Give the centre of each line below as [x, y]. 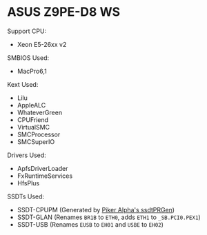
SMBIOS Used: [28, 58]
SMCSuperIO [36, 141]
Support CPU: [27, 31]
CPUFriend [33, 120]
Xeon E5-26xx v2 [42, 44]
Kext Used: [23, 84]
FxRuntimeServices [45, 176]
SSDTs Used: [26, 196]
